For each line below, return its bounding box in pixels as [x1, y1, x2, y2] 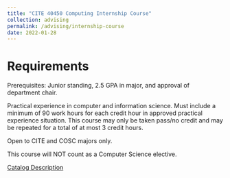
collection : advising [7, 16, 69, 23]
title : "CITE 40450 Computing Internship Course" [7, 10, 152, 17]
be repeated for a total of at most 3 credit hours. [7, 124, 143, 132]
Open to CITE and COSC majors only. [7, 137, 113, 145]
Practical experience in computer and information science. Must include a [7, 102, 216, 110]
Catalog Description [7, 164, 64, 172]
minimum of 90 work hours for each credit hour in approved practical [7, 109, 203, 117]
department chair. [7, 88, 58, 97]
